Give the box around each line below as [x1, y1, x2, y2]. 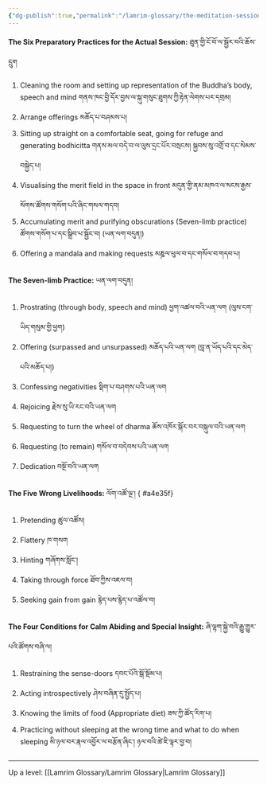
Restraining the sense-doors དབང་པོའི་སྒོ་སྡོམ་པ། [19, 668, 163, 678]
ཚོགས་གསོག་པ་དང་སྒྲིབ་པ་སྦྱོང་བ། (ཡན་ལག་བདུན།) [19, 228, 145, 238]
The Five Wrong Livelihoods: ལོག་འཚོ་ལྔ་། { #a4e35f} [8, 488, 174, 498]
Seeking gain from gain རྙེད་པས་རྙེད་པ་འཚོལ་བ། [19, 595, 156, 604]
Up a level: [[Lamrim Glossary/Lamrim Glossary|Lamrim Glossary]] [8, 767, 226, 777]
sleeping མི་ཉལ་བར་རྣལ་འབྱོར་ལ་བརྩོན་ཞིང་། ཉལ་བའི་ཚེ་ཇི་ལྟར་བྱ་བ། [19, 736, 192, 746]
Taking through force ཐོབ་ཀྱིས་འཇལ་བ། [19, 575, 133, 584]
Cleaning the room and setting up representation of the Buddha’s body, [19, 80, 253, 90]
